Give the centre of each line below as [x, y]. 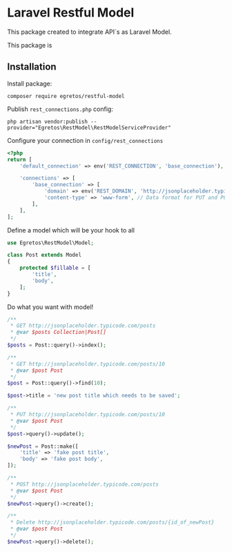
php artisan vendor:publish [48, 121]
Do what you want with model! [50, 307]
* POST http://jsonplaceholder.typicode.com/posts [84, 484]
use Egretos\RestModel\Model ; [51, 243]
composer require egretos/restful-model [66, 96]
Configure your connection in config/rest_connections [85, 140]
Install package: [30, 83]
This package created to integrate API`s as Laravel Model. [89, 32]
